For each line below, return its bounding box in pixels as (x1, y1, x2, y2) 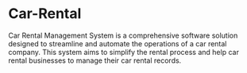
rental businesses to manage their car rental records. (8, 56, 182, 65)
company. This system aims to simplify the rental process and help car (8, 47, 240, 57)
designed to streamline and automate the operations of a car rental (8, 38, 227, 48)
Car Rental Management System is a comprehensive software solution (8, 31, 238, 40)
